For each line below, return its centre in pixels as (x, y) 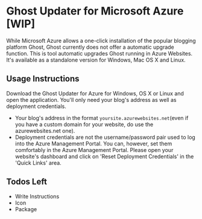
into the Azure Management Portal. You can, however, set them (93, 144)
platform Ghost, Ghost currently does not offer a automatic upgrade (90, 47)
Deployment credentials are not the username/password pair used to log (105, 137)
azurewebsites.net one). (45, 130)
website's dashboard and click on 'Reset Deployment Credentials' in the (104, 156)
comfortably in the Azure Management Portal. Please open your (94, 150)
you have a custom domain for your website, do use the (84, 124)
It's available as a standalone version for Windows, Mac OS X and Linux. (96, 60)
